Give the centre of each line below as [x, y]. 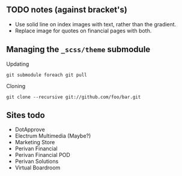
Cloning [16, 86]
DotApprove [30, 130]
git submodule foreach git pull [47, 75]
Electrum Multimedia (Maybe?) [53, 136]
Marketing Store [35, 142]
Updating [18, 64]
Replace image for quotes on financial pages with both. [83, 31]
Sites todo [26, 115]
